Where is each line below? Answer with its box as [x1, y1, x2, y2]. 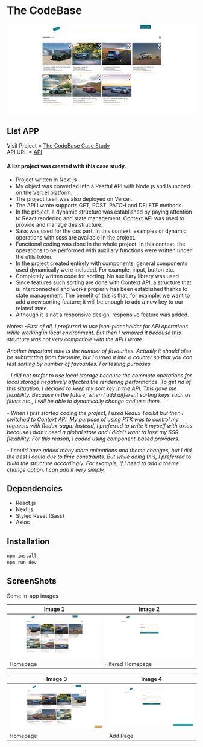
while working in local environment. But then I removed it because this [7, 329, 181, 336]
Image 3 [46, 675, 67, 682]
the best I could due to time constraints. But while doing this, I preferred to [7, 453, 192, 460]
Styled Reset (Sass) [15, 512, 65, 520]
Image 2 [139, 605, 160, 613]
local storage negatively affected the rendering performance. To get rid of [7, 378, 192, 385]
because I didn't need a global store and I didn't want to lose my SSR [7, 428, 179, 435]
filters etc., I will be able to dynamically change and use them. [7, 397, 161, 405]
